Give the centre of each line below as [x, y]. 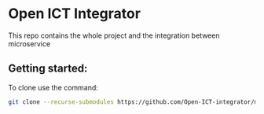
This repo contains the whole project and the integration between [114, 35]
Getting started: [48, 69]
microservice [29, 43]
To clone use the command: [53, 87]
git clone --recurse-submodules [61, 102]
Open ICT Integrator [75, 14]
